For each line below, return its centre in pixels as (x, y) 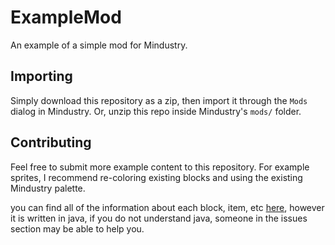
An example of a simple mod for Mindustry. (99, 45)
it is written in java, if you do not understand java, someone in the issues (159, 218)
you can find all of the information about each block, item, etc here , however (167, 207)
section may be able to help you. (77, 228)
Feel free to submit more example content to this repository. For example (160, 167)
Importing (41, 76)
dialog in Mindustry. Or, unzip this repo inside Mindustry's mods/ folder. (156, 111)
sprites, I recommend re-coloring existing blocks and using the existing (156, 177)
